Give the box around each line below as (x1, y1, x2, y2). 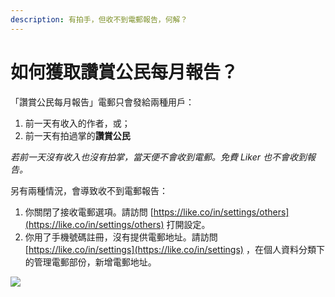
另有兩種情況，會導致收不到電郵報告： (10, 184, 168, 196)
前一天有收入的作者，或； (24, 117, 131, 129)
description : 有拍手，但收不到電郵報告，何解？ (10, 14, 188, 25)
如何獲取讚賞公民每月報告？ (10, 61, 239, 83)
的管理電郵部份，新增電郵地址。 (24, 256, 157, 268)
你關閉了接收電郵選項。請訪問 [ (24, 206, 154, 218)
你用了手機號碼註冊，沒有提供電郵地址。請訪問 (24, 231, 218, 243)
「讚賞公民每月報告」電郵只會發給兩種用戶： (10, 96, 195, 108)
